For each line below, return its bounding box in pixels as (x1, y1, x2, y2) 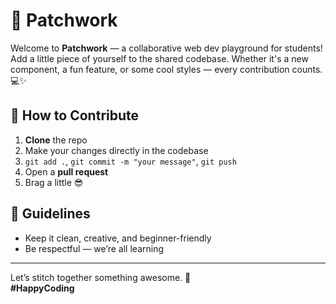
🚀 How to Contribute (10, 107, 140, 124)
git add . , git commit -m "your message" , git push (24, 155, 237, 167)
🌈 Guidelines (10, 205, 91, 223)
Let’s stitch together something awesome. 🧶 (10, 271, 192, 283)
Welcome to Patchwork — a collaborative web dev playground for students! (10, 42, 323, 54)
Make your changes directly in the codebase (24, 144, 209, 156)
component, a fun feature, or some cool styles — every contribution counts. (10, 63, 323, 75)
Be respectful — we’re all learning (24, 242, 165, 254)
